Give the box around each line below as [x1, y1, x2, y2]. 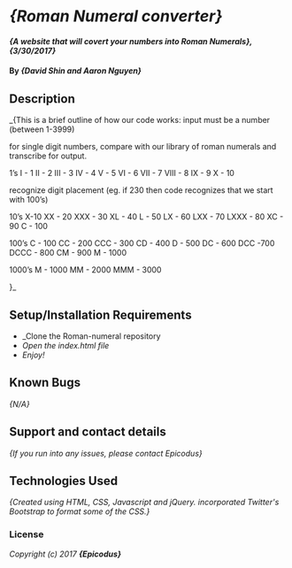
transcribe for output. [9, 150, 87, 161]
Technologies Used [9, 473, 118, 488]
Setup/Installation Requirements [9, 307, 192, 322]
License [9, 528, 44, 541]
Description [9, 91, 75, 106]
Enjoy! [21, 349, 45, 360]
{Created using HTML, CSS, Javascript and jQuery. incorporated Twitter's [9, 497, 280, 508]
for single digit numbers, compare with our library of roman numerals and [9, 142, 277, 152]
